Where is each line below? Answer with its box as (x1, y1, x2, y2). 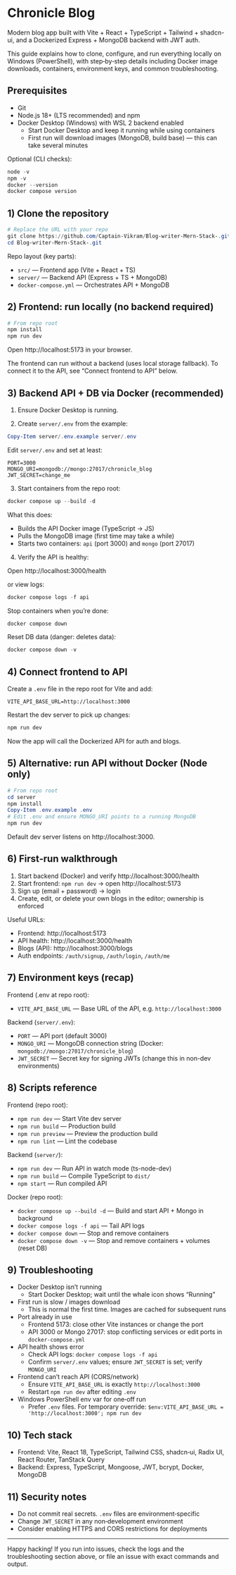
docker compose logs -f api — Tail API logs (17, 1221, 145, 1230)
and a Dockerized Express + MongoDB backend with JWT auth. (15, 35, 200, 44)
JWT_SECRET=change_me (7, 471, 71, 478)
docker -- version (7, 181, 58, 188)
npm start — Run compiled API (17, 1179, 107, 1187)
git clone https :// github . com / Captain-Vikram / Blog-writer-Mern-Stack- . (7, 233, 221, 240)
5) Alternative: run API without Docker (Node (7, 758, 208, 770)
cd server (7, 793, 37, 801)
